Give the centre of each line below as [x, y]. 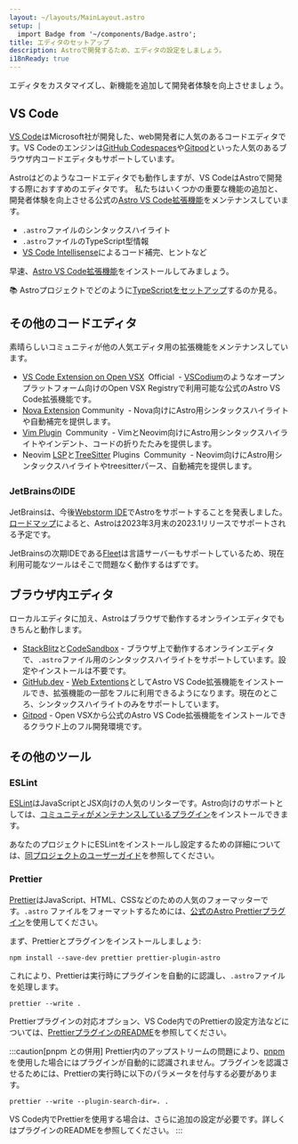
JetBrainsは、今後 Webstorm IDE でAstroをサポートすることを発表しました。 [148, 512]
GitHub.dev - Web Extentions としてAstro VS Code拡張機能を [133, 681]
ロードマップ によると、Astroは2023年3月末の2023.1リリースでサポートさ [144, 523]
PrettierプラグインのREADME [101, 1032]
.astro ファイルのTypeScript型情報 [85, 240]
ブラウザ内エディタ [61, 595]
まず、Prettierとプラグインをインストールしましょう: [105, 941]
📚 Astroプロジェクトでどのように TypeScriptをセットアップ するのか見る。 [145, 289]
